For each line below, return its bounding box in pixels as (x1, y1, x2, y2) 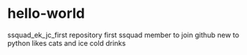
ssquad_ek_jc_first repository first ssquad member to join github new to (7, 30, 240, 40)
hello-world (7, 5, 86, 22)
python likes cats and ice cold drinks (7, 38, 127, 47)
